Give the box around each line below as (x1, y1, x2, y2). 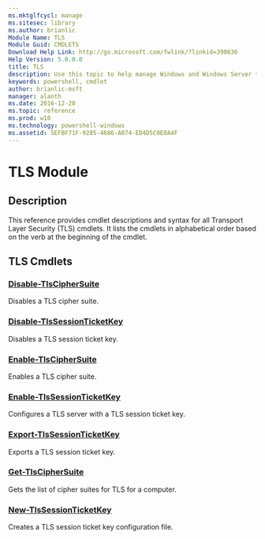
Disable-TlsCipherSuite (8, 278, 100, 289)
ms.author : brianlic (8, 26, 77, 34)
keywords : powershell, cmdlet (8, 77, 108, 85)
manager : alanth (8, 92, 62, 100)
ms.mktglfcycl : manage (8, 11, 83, 20)
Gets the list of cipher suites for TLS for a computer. (8, 485, 177, 494)
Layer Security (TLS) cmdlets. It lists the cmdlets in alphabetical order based (8, 223, 256, 233)
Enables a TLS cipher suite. (8, 372, 97, 381)
